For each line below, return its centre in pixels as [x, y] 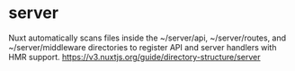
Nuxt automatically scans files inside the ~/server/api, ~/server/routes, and [147, 38]
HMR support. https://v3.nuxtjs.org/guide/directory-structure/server [135, 57]
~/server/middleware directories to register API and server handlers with [143, 47]
